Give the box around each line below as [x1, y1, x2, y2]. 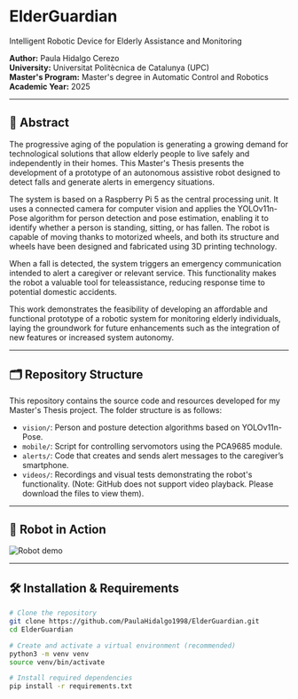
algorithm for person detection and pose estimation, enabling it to [29, 212, 269, 223]
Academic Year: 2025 [9, 81, 90, 91]
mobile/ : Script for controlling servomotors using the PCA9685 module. [21, 441, 283, 451]
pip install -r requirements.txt [9, 682, 133, 691]
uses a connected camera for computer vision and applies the [9, 203, 236, 214]
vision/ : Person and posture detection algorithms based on [21, 422, 240, 433]
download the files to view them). [21, 488, 145, 498]
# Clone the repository [9, 608, 98, 618]
